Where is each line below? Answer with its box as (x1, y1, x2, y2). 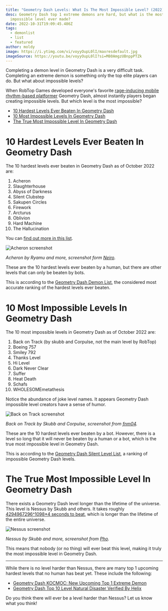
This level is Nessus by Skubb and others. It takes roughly (5, 506, 125, 512)
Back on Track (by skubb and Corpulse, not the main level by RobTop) (12, 339, 157, 345)
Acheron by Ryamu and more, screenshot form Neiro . (5, 255, 116, 261)
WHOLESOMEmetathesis (12, 387, 64, 393)
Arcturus (12, 210, 31, 216)
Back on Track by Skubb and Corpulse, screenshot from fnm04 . (5, 421, 138, 427)
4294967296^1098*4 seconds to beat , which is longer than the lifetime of (5, 511, 159, 517)
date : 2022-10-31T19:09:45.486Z (5, 21, 73, 26)
